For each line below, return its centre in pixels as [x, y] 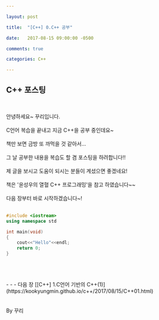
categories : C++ [26, 60]
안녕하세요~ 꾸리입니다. [33, 116]
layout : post [22, 17]
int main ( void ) [25, 232]
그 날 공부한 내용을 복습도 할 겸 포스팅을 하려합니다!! [66, 157]
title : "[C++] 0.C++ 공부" [39, 27]
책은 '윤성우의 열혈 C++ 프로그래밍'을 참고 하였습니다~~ [71, 184]
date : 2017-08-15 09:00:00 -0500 [50, 38]
